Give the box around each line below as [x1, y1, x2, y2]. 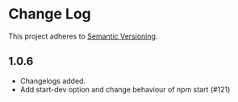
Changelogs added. [19, 75, 86, 85]
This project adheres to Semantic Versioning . [8, 31, 158, 41]
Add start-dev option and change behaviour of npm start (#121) [19, 84, 231, 94]
